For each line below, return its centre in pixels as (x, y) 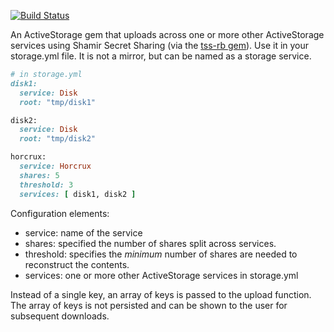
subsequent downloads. (60, 316)
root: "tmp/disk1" (58, 102)
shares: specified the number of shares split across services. (150, 243)
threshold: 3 (46, 185)
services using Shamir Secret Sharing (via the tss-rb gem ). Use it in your (160, 45)
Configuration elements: (60, 213)
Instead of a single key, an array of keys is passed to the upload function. (161, 294)
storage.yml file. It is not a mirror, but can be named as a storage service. (161, 56)
